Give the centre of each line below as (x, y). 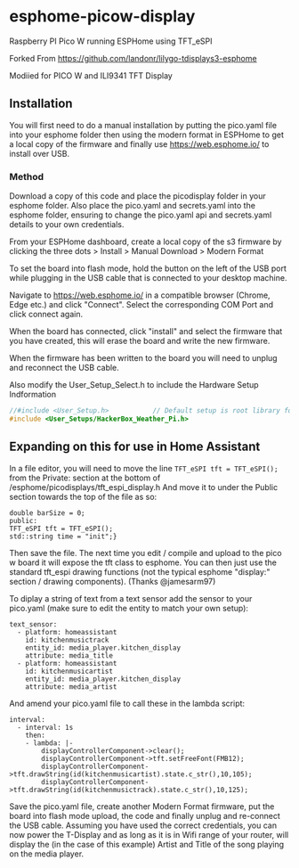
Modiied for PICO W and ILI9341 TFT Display (91, 75)
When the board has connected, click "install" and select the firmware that (146, 332)
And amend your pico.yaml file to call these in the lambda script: (127, 703)
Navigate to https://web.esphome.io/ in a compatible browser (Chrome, (140, 295)
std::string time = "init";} (63, 536)
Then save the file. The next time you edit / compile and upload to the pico (145, 553)
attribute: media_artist (71, 687)
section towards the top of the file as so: (83, 496)
